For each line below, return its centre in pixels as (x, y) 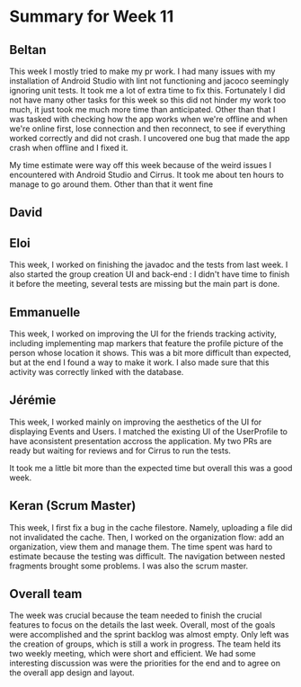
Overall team (46, 594)
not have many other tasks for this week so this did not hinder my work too (148, 100)
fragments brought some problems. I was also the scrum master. (129, 566)
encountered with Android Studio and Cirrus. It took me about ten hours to (147, 174)
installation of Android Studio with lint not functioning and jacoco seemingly (149, 81)
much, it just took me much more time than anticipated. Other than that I (142, 109)
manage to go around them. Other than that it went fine (111, 184)
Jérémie (33, 401)
